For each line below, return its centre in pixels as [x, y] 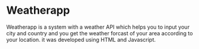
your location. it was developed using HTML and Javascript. [81, 39]
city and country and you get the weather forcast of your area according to [100, 33]
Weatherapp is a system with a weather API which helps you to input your [98, 27]
